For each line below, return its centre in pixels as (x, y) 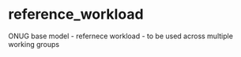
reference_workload (76, 14)
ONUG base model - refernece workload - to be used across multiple (120, 36)
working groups (34, 44)
